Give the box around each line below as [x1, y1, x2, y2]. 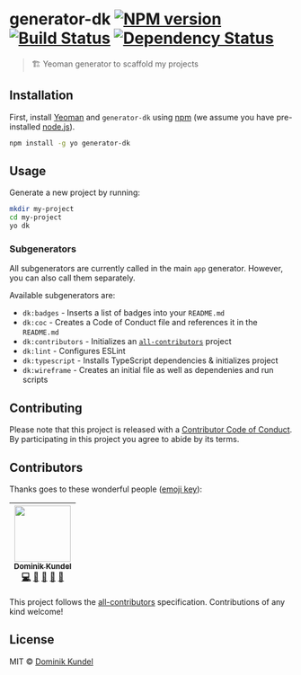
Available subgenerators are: [9, 290, 116, 301]
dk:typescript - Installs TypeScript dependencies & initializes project [22, 355, 279, 366]
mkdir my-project [9, 205, 75, 214]
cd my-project [9, 213, 63, 222]
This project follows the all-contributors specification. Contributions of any [9, 596, 286, 607]
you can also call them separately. [9, 272, 136, 283]
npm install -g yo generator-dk [9, 138, 130, 147]
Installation [9, 88, 74, 103]
